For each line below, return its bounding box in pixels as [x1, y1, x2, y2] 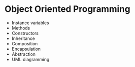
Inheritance [11, 35, 35, 41]
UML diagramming [11, 56, 50, 62]
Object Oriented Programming [4, 3, 131, 15]
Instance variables [11, 20, 49, 26]
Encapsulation [11, 46, 41, 52]
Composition [11, 40, 38, 46]
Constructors [11, 30, 39, 36]
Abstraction [11, 51, 35, 57]
